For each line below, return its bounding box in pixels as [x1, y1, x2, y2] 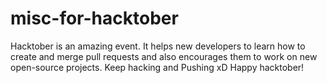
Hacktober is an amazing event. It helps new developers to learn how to [10, 40, 306, 52]
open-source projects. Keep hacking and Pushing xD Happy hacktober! [10, 61, 305, 73]
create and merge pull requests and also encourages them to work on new [10, 50, 318, 62]
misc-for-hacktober [10, 7, 179, 30]
